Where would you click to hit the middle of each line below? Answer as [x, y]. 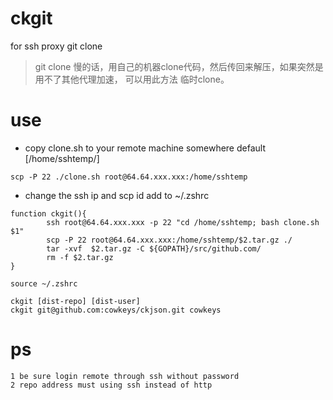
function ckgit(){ [48, 213]
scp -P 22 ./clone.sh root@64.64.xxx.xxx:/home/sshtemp [129, 177]
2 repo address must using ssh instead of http [111, 385]
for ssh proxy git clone [56, 46]
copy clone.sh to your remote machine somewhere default [145, 148]
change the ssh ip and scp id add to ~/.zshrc [117, 195]
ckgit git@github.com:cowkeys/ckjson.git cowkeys [116, 310]
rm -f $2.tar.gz [80, 257]
